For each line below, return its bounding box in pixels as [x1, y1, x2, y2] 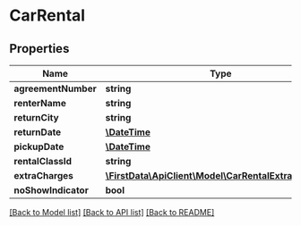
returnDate [13, 126, 62, 138]
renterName [13, 97, 67, 109]
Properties [9, 41, 70, 56]
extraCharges [13, 170, 73, 181]
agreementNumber [13, 82, 97, 95]
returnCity [13, 112, 60, 123]
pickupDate [13, 140, 64, 153]
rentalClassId [13, 155, 73, 167]
